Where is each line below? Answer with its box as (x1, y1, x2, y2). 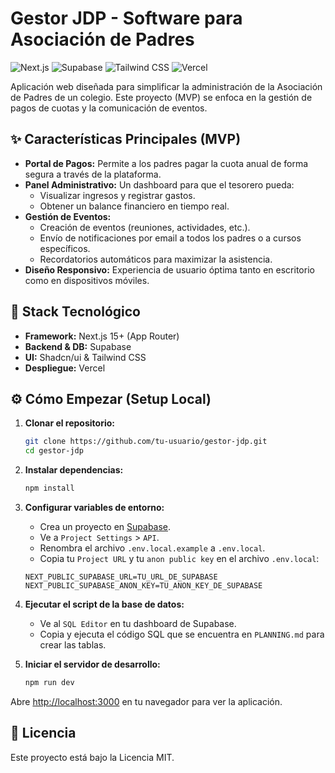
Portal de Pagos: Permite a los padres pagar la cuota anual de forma (24, 157, 309, 169)
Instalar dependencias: (24, 464, 124, 476)
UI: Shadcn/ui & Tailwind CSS (24, 351, 147, 363)
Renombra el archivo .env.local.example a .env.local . (39, 542, 266, 554)
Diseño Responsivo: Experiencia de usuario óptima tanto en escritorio (24, 263, 315, 276)
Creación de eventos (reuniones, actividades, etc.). (39, 221, 251, 233)
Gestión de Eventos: (24, 210, 112, 222)
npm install (24, 483, 75, 494)
